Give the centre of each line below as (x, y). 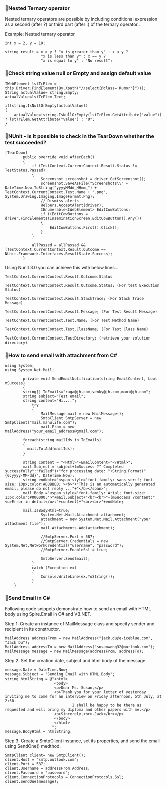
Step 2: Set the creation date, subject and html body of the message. (76, 661)
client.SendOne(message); (32, 782)
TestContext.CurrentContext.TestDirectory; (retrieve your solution (78, 338)
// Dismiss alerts (60, 201)
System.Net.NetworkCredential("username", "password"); (64, 546)
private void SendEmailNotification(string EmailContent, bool (90, 379)
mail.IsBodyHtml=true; (47, 511)
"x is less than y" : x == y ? (73, 57)
